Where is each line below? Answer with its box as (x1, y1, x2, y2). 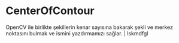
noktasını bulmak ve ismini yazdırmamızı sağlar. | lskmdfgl (5, 29, 148, 37)
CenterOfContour (5, 4, 95, 18)
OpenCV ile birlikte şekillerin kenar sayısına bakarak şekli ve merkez (5, 24, 173, 31)
